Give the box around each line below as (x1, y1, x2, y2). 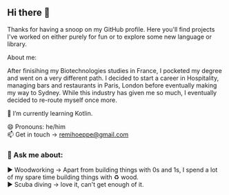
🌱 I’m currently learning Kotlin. (7, 109, 93, 117)
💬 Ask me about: (7, 150, 63, 159)
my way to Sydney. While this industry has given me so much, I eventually (7, 88, 217, 96)
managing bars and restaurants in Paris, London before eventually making (7, 81, 217, 90)
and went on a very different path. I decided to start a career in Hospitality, (7, 74, 219, 82)
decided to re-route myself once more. (7, 96, 117, 104)
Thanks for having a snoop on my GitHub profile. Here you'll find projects (7, 25, 215, 33)
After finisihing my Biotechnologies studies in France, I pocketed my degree (7, 66, 222, 74)
